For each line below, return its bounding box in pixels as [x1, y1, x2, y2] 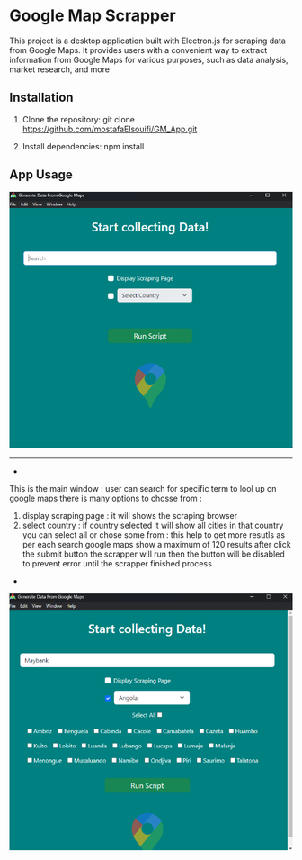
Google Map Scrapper [9, 5, 177, 26]
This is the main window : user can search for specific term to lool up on [9, 484, 277, 494]
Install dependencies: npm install [22, 140, 145, 151]
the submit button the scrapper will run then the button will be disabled [22, 548, 285, 559]
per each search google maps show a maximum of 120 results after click [22, 539, 291, 550]
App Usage [9, 167, 74, 183]
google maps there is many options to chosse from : [9, 493, 202, 504]
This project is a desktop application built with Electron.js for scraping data [9, 35, 286, 46]
